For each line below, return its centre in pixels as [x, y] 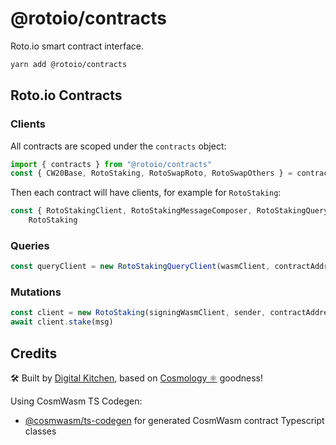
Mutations [36, 292]
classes [40, 431]
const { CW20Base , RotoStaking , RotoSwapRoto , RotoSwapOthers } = [151, 173]
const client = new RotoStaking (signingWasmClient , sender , [138, 313]
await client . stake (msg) [62, 322]
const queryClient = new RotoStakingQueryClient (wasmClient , [140, 267]
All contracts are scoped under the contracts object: [118, 146]
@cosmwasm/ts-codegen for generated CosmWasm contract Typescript [174, 421]
